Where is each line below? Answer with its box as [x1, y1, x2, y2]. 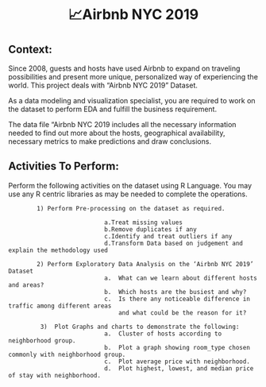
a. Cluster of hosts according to [104, 330, 222, 338]
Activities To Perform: [8, 160, 119, 173]
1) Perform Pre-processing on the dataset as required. [37, 204, 226, 212]
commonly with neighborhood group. [8, 350, 126, 358]
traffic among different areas [8, 302, 112, 310]
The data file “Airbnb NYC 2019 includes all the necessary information [8, 120, 237, 129]
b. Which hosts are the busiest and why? [104, 288, 247, 296]
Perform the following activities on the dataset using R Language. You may [8, 180, 253, 190]
